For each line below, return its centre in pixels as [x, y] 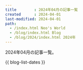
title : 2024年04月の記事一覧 [41, 10]
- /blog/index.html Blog [35, 33]
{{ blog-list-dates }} [25, 62]
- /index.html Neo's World [38, 28]
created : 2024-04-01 [33, 14]
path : [11, 24]
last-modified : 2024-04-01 [33, 19]
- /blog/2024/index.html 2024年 [43, 38]
